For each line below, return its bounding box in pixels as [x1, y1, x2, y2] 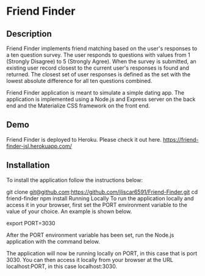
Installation [6, 160, 50, 170]
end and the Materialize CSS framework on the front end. [6, 102, 151, 109]
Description [6, 29, 52, 39]
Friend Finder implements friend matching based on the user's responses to [6, 45, 198, 52]
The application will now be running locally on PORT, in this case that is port [6, 249, 197, 257]
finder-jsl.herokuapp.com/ [6, 142, 72, 150]
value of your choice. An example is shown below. [6, 208, 132, 215]
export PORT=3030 [6, 219, 56, 227]
